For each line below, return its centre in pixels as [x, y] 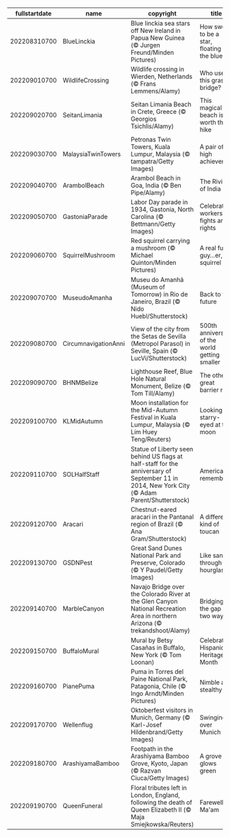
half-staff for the [155, 463]
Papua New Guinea [158, 38]
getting [210, 355]
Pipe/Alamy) [148, 192]
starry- [210, 417]
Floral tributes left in [159, 788]
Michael [142, 255]
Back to [210, 294]
